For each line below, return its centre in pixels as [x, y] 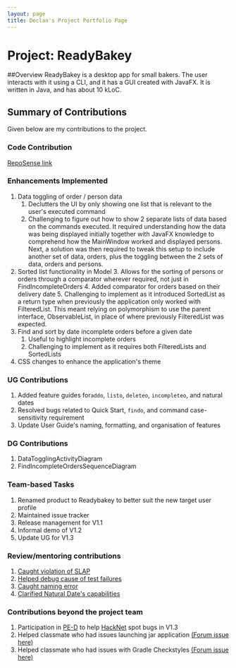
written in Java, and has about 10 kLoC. [64, 90]
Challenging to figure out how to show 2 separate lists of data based [127, 219]
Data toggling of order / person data [70, 196]
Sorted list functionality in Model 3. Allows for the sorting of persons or [120, 271]
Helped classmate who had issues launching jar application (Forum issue [123, 635]
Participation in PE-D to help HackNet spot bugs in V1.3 [98, 627]
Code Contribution [40, 148]
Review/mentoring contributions [64, 556]
